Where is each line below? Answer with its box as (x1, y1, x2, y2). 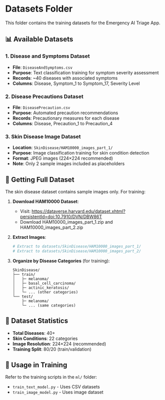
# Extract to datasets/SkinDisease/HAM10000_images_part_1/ (12, 244, 141, 249)
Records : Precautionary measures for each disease (12, 115, 120, 121)
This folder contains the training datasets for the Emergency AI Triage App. (5, 20, 161, 26)
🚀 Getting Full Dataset (5, 175, 74, 184)
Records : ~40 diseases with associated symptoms (12, 75, 118, 81)
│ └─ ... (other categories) (12, 289, 78, 294)
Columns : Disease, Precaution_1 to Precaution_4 (12, 120, 113, 126)
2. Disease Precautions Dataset (5, 93, 84, 100)
